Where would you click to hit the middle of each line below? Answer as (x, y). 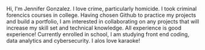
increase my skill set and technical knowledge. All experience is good (94, 28)
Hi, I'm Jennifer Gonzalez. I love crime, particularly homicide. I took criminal (102, 9)
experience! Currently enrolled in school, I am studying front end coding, (98, 34)
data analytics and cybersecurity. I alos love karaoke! (73, 41)
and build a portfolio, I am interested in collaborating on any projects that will (103, 21)
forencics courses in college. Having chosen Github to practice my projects (101, 15)
